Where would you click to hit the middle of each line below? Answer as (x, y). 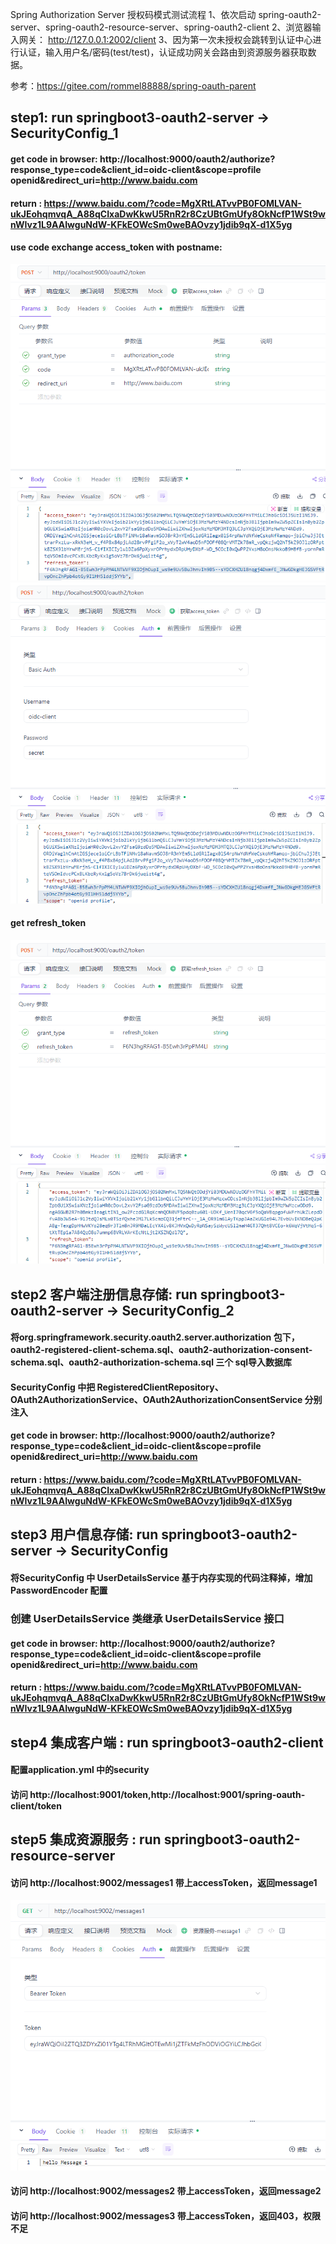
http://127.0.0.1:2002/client (102, 39)
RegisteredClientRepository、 (160, 1387)
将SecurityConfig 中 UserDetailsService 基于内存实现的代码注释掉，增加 (161, 1578)
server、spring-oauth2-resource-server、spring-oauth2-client (140, 27)
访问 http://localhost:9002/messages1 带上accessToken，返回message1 (164, 1882)
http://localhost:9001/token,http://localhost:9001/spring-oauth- (167, 1794)
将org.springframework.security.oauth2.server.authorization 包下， (155, 1337)
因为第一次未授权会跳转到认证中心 (242, 39)
